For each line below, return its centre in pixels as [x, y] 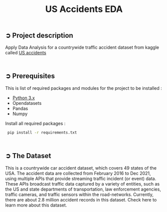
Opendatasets [27, 103]
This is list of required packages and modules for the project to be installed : [84, 88]
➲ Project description [39, 35]
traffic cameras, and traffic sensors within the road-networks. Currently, [79, 194]
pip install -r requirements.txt [42, 132]
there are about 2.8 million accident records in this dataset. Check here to [81, 200]
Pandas [20, 108]
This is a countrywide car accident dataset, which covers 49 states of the [81, 168]
